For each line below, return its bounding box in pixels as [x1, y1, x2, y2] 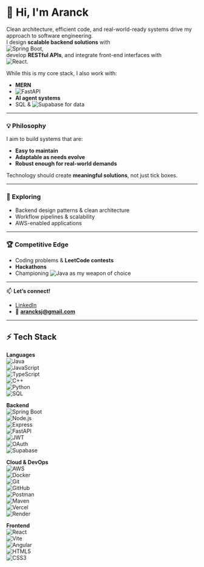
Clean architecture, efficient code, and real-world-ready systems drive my [6, 25, 192, 33]
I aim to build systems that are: [6, 135, 83, 143]
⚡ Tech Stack [6, 332, 57, 342]
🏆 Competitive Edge [6, 240, 69, 249]
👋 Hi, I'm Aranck [6, 5, 89, 19]
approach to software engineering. [6, 32, 93, 39]
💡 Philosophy [6, 121, 47, 130]
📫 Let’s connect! [6, 287, 50, 294]
